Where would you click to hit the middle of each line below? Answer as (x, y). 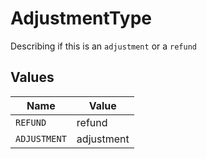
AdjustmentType (81, 18)
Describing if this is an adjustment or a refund (103, 46)
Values (32, 77)
